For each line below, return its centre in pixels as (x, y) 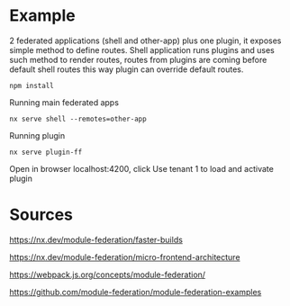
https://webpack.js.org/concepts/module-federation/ (107, 274)
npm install (32, 85)
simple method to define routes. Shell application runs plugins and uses (142, 49)
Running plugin (37, 135)
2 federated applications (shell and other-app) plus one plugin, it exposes (145, 40)
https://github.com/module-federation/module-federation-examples (136, 292)
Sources (41, 215)
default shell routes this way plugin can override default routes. (127, 69)
